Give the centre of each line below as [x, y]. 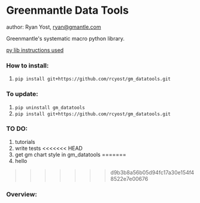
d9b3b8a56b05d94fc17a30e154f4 [152, 172]
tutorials [25, 142]
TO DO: [17, 129]
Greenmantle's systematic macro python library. [65, 38]
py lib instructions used [35, 50]
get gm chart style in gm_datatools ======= [71, 154]
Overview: [22, 194]
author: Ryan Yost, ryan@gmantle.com [54, 27]
